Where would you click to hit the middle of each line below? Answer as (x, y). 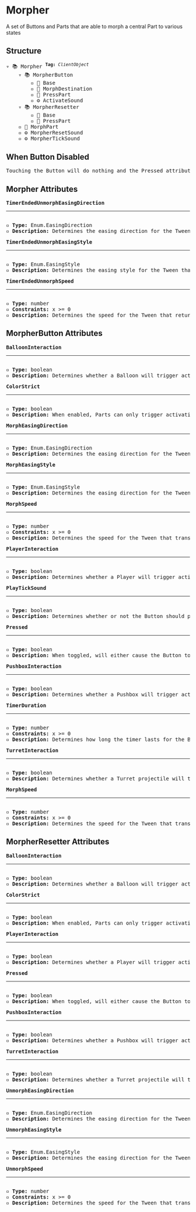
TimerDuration (26, 705)
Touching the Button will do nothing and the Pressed (85, 171)
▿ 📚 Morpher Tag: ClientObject (48, 66)
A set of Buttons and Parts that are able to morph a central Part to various (94, 26)
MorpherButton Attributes (55, 333)
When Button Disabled (48, 157)
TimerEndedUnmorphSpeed (40, 281)
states (13, 32)
